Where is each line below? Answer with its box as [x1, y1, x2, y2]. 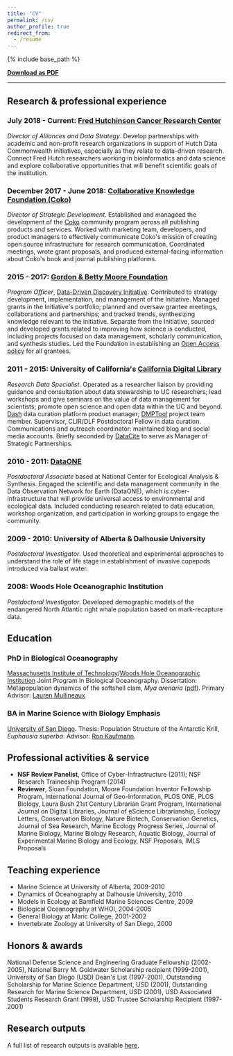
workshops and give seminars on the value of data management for [7, 395, 201, 403]
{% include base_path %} [7, 55, 80, 63]
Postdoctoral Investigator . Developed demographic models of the [7, 597, 194, 606]
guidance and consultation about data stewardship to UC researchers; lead [7, 387, 222, 396]
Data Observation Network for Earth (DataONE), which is [7, 487, 169, 495]
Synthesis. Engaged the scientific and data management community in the [7, 480, 220, 488]
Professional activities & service [7, 752, 150, 764]
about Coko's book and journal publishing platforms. [7, 255, 157, 263]
